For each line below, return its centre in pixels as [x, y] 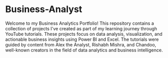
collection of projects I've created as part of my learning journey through [81, 28]
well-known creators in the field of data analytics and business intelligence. [84, 50]
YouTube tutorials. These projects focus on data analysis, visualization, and [84, 34]
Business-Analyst [44, 9]
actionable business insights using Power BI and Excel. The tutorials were [82, 39]
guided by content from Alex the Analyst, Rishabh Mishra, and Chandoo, [81, 44]
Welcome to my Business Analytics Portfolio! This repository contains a [80, 23]
